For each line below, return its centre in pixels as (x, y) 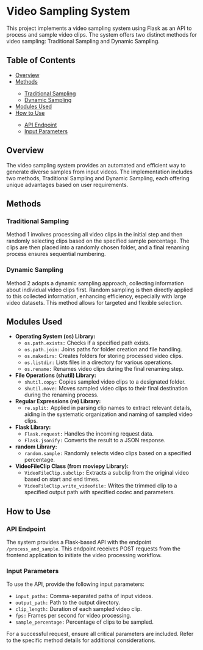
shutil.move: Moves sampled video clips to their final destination (106, 389)
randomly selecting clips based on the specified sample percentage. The (98, 241)
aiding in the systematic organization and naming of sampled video (109, 414)
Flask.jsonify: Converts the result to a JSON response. (95, 440)
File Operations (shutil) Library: (55, 375)
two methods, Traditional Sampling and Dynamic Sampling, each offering (98, 178)
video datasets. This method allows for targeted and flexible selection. (94, 302)
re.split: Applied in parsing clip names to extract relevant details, (108, 408)
